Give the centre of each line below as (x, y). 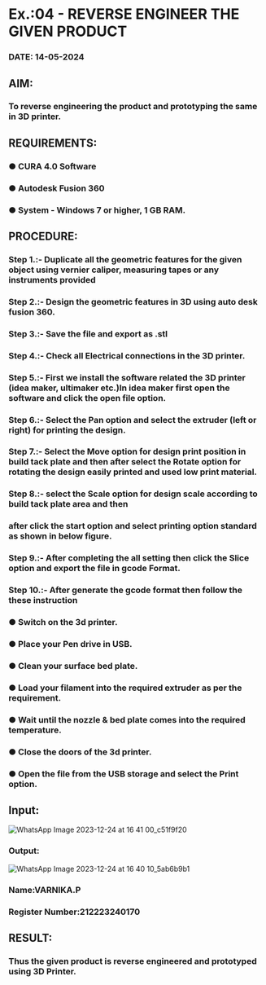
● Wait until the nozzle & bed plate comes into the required (127, 719)
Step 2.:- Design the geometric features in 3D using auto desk (133, 301)
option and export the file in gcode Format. (95, 569)
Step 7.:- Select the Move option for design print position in (127, 451)
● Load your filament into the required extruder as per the (125, 688)
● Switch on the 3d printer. (63, 622)
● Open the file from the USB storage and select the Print (124, 773)
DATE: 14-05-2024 (46, 57)
